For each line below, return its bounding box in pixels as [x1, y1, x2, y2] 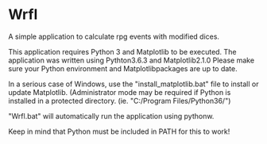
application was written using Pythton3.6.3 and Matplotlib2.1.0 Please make [8, 55, 255, 65]
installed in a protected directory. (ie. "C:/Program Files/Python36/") [8, 96, 231, 105]
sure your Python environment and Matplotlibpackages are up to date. [8, 63, 238, 73]
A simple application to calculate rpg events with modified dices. [8, 32, 220, 41]
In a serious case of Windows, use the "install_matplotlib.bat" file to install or [8, 79, 259, 89]
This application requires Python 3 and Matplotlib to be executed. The [8, 47, 237, 56]
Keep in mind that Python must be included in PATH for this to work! [8, 127, 230, 136]
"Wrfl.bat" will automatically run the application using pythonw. [8, 111, 215, 120]
